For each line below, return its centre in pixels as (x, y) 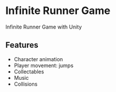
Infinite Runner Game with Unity (44, 27)
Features (22, 45)
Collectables (29, 72)
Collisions (26, 84)
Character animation (38, 59)
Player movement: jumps (44, 65)
